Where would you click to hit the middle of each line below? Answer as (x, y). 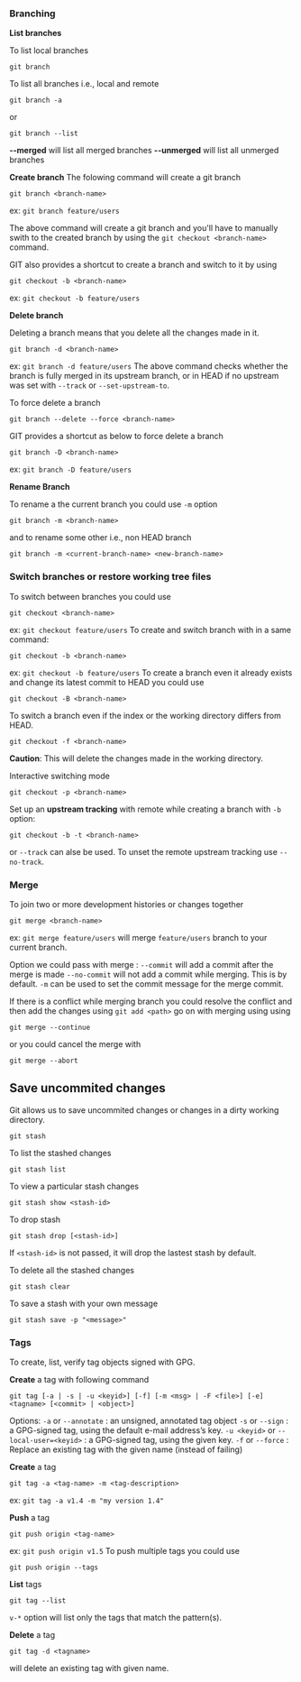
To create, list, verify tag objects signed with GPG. (102, 1362)
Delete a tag (32, 1635)
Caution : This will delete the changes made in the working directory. (137, 758)
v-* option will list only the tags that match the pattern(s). (116, 1618)
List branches (36, 33)
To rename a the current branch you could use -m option (114, 504)
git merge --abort (44, 1061)
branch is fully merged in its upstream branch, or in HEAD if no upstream (144, 376)
